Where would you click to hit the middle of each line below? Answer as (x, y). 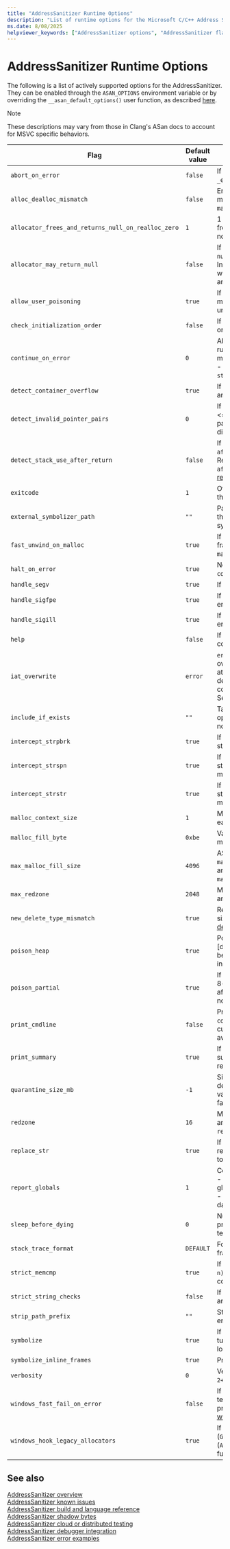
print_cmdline (34, 1025)
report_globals (35, 1188)
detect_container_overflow (54, 391)
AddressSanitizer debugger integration (62, 1531)
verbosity (26, 1376)
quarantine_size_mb (42, 1090)
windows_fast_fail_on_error (56, 1404)
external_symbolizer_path (53, 517)
